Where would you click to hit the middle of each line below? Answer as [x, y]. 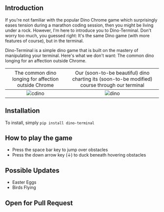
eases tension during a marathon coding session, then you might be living [79, 25]
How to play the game [39, 138]
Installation [22, 111]
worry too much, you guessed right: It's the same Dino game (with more [77, 35]
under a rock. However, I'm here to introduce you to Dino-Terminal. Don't [78, 30]
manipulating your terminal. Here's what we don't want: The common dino [80, 55]
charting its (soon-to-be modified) [112, 79]
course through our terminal [113, 85]
